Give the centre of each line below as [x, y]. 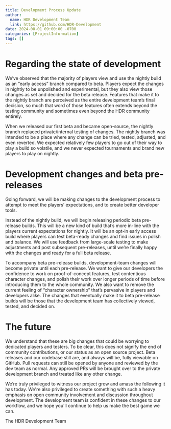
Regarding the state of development [83, 64]
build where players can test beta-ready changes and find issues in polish [83, 236]
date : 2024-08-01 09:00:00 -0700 [41, 29]
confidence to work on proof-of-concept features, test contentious [76, 273]
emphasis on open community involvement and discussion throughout [79, 395]
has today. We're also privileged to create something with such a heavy [80, 389]
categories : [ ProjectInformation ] [42, 34]
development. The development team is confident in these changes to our [83, 400]
